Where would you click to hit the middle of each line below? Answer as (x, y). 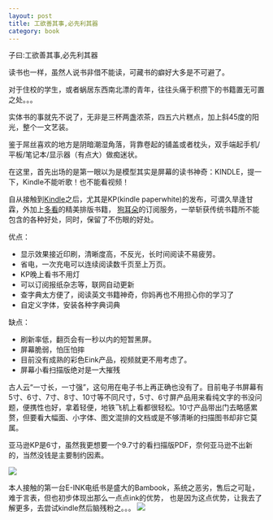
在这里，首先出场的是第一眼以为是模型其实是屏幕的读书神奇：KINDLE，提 (132, 172)
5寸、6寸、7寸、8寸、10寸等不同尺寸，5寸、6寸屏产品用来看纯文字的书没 (132, 397)
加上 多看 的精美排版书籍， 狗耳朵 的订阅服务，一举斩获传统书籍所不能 (145, 210)
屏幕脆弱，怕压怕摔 (52, 349)
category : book (34, 31)
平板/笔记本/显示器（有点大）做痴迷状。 (75, 154)
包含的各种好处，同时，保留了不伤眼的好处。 (83, 219)
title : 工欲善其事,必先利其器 (54, 24)
